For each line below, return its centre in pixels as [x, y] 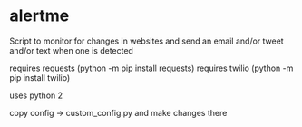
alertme [39, 16]
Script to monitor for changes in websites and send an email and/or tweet [146, 41]
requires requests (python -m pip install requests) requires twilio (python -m [151, 68]
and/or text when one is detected [72, 50]
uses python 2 [36, 95]
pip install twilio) [40, 77]
